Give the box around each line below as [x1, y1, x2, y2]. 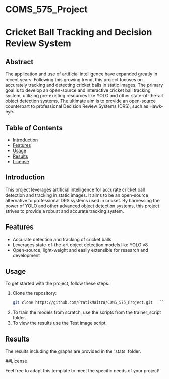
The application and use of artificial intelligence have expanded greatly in [5, 71, 158, 77]
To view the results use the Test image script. [12, 320, 107, 326]
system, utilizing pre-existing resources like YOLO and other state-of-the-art [5, 93, 164, 99]
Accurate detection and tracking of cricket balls [12, 236, 112, 242]
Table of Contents [5, 123, 63, 132]
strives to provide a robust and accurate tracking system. [5, 208, 124, 214]
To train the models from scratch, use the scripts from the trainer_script [12, 309, 161, 315]
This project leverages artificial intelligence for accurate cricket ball [5, 186, 145, 193]
